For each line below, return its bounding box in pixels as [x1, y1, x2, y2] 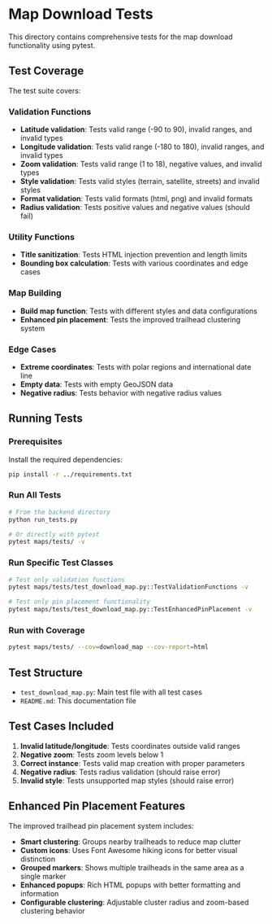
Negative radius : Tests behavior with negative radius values [19, 388, 222, 397]
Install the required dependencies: [8, 454, 123, 464]
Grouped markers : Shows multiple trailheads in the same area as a [19, 862, 245, 872]
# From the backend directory [8, 508, 111, 516]
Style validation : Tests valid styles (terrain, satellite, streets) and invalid [19, 177, 260, 186]
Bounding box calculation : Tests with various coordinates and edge [19, 258, 248, 269]
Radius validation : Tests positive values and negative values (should [19, 203, 250, 212]
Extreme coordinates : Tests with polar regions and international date [19, 361, 252, 371]
